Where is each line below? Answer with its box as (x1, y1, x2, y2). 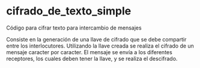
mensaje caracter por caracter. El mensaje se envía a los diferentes (6, 48, 172, 55)
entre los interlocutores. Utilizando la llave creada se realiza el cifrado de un (6, 42, 194, 49)
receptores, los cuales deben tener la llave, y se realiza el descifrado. (6, 55, 178, 62)
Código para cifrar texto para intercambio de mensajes (6, 24, 142, 31)
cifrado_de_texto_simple (6, 4, 132, 18)
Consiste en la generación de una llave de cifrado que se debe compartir (6, 36, 187, 43)
